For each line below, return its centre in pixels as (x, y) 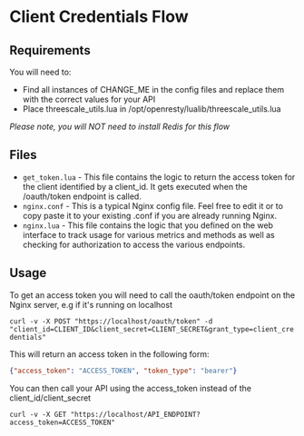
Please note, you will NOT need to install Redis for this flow (120, 126)
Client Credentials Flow (99, 17)
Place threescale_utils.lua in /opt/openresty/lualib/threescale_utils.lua (152, 109)
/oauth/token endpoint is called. (82, 196)
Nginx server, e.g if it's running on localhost (91, 304)
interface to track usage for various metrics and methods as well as (148, 234)
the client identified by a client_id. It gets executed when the (135, 186)
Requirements (50, 50)
